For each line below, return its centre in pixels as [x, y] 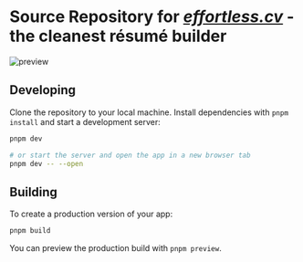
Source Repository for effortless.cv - [152, 17]
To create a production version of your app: [91, 214]
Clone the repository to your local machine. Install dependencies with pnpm [149, 112]
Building [33, 192]
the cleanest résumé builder [118, 36]
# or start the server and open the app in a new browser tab [130, 155]
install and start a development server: [85, 121]
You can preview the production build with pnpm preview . [115, 248]
